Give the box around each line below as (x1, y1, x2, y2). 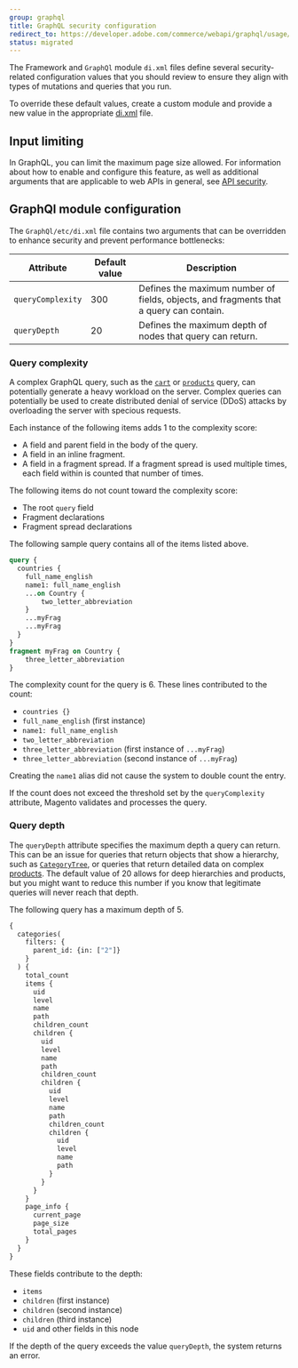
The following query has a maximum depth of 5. (9, 904, 184, 914)
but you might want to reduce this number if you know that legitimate (9, 877, 262, 888)
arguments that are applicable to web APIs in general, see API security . (9, 176, 269, 187)
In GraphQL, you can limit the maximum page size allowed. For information (9, 157, 281, 168)
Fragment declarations (21, 512, 105, 523)
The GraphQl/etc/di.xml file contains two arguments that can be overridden (9, 225, 286, 236)
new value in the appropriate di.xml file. (9, 108, 153, 118)
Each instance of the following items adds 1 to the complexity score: (9, 422, 258, 433)
